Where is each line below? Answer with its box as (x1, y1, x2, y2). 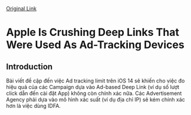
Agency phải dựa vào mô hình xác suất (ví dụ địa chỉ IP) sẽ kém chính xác (6, 96, 186, 103)
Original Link (6, 5, 37, 12)
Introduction (6, 61, 53, 71)
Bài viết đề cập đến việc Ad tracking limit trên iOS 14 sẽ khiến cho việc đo (6, 77, 185, 84)
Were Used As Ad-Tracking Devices (6, 38, 185, 52)
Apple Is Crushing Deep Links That (6, 26, 180, 39)
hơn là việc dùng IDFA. (6, 103, 61, 109)
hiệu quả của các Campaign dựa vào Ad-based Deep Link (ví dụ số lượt (6, 84, 180, 90)
